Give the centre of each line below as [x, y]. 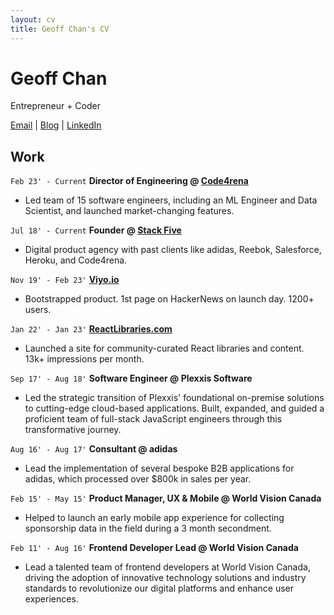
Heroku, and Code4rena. [76, 260]
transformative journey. [73, 430]
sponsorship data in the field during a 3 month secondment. [148, 528]
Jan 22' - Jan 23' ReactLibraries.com [91, 329]
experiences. [51, 599]
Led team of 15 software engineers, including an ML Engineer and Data [171, 200]
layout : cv [33, 19]
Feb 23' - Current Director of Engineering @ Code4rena [129, 181]
